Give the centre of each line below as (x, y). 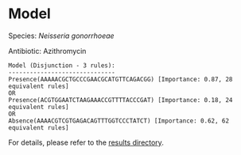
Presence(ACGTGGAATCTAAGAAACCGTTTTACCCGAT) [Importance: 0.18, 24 (120, 100)
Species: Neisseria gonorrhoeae (61, 36)
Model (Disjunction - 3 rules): (62, 65)
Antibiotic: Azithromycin (47, 51)
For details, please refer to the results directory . (86, 142)
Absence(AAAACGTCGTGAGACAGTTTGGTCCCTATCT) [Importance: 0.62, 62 (119, 121)
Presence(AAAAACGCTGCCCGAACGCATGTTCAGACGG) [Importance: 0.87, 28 (120, 79)
